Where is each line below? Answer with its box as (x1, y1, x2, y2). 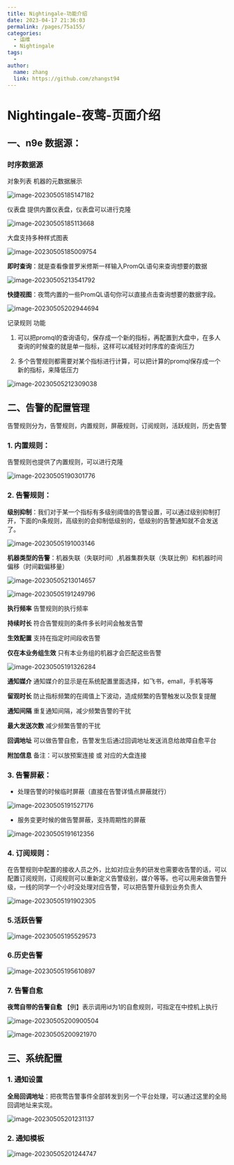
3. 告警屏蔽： (7, 770, 52, 780)
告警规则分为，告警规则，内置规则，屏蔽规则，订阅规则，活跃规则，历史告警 (7, 421, 227, 430)
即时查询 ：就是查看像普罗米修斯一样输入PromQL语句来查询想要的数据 (7, 262, 208, 271)
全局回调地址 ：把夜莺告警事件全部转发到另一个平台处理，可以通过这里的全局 (7, 1092, 227, 1100)
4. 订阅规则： (7, 848, 52, 858)
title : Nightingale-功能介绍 (7, 10, 88, 17)
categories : (7, 29, 42, 37)
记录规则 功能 (7, 319, 46, 327)
